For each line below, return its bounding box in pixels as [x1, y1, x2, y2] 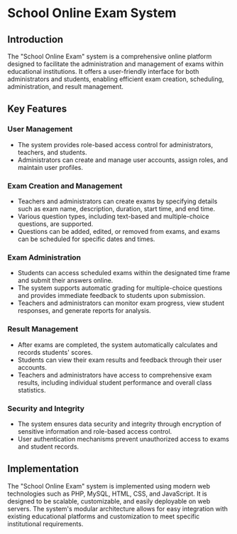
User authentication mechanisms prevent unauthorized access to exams [17, 434, 229, 443]
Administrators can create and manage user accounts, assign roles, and [17, 155, 228, 164]
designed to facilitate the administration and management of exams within [7, 60, 224, 68]
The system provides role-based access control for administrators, [17, 140, 214, 149]
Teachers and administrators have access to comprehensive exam [17, 370, 212, 379]
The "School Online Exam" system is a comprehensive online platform [7, 52, 212, 60]
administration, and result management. [7, 82, 124, 90]
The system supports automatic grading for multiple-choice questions [17, 284, 223, 292]
